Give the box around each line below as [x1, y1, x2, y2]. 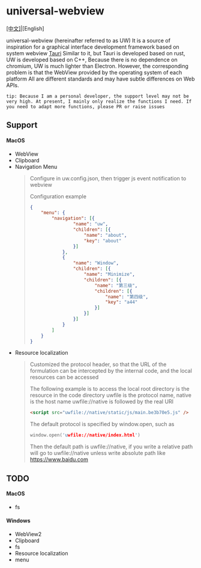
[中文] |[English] [6, 25, 44, 32]
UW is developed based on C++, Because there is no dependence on [6, 56, 178, 63]
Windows [6, 517, 31, 524]
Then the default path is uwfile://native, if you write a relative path [29, 443, 193, 450]
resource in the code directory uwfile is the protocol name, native [29, 392, 192, 399]
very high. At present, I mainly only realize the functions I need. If [6, 98, 192, 105]
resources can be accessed [29, 374, 99, 381]
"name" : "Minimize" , [83, 272, 135, 278]
